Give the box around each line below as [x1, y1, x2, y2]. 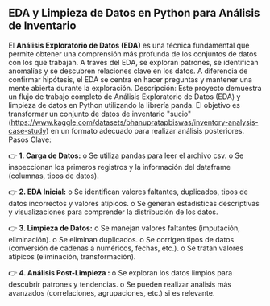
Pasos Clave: [8, 134, 52, 144]
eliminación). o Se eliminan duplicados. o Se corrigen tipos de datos [8, 234, 235, 244]
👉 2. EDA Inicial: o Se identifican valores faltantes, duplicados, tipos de [8, 187, 248, 196]
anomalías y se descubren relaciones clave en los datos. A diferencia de [8, 66, 248, 76]
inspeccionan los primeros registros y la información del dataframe [8, 162, 231, 172]
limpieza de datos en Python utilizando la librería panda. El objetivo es [8, 100, 240, 110]
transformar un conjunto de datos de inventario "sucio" [8, 109, 192, 118]
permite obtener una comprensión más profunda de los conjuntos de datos [8, 48, 258, 59]
